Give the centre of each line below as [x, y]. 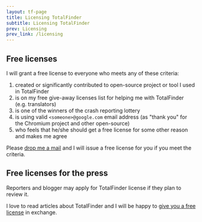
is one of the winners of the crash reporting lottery [77, 110]
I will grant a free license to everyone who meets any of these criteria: [93, 73]
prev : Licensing [26, 29]
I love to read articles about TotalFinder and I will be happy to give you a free [101, 206]
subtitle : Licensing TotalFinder [48, 23]
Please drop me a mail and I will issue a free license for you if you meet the [99, 148]
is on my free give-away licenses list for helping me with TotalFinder [99, 98]
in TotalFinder [32, 91]
